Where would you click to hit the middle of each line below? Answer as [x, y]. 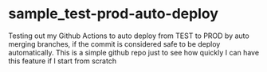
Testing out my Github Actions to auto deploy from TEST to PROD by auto [129, 36]
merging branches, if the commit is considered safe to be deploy [114, 44]
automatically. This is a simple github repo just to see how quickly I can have [134, 52]
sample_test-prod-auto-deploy [114, 14]
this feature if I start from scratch [63, 61]
